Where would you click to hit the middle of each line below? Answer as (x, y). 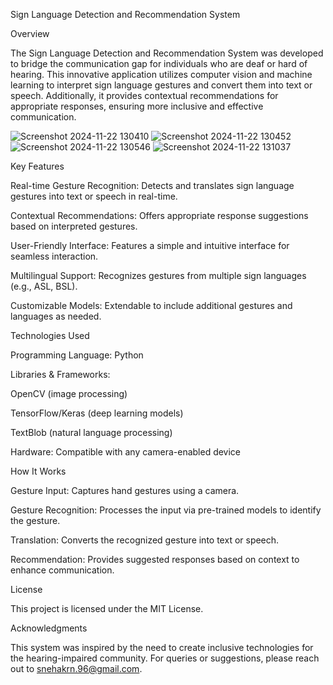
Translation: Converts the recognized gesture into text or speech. (145, 540)
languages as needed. (56, 316)
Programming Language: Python (77, 355)
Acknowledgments (49, 628)
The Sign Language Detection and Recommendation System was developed (167, 53)
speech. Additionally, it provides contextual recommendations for (144, 95)
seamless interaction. (54, 256)
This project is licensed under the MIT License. (107, 608)
